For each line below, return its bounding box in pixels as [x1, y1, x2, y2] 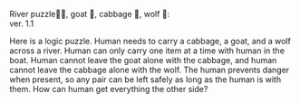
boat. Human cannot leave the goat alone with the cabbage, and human [9, 55, 277, 65]
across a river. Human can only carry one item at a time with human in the [9, 45, 285, 56]
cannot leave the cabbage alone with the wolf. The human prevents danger [9, 64, 290, 75]
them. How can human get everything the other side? [9, 84, 208, 94]
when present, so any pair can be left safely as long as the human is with [9, 74, 282, 85]
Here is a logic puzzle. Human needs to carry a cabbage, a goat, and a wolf [9, 36, 292, 46]
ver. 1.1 [9, 18, 34, 29]
